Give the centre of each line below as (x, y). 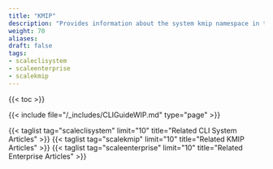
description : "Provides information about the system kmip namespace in (134, 23)
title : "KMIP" (32, 16)
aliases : (23, 38)
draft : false (30, 46)
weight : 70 (27, 31)
